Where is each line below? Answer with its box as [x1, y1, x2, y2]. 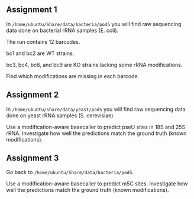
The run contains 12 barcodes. [6, 38, 80, 45]
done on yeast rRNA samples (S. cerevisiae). [6, 112, 115, 119]
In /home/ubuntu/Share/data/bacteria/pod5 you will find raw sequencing [6, 20, 182, 27]
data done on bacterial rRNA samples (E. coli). [6, 27, 119, 34]
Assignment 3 [6, 153, 59, 163]
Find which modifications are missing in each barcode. [6, 72, 140, 79]
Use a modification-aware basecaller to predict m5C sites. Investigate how [6, 180, 188, 187]
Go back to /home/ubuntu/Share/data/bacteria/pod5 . [6, 169, 134, 176]
